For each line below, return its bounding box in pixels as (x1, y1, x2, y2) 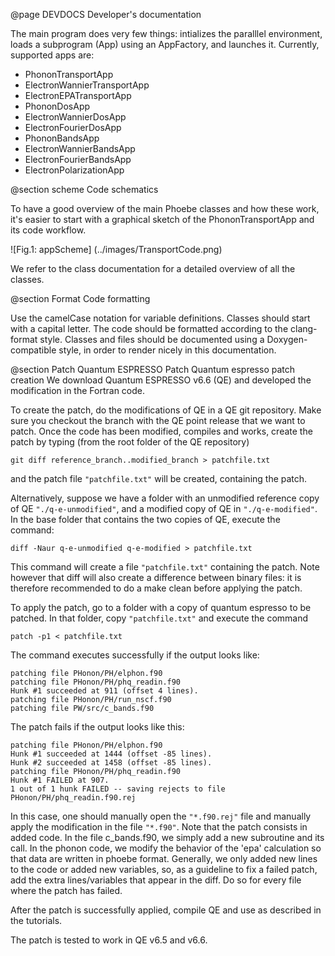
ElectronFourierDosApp (24, 122, 122, 133)
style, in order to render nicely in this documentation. (58, 344, 277, 356)
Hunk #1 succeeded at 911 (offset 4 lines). (10, 686, 199, 696)
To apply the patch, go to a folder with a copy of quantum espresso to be (10, 602, 312, 613)
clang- (289, 323, 318, 334)
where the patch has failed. (10, 885, 123, 896)
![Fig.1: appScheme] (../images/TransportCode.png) (10, 244, 223, 255)
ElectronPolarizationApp (24, 164, 125, 176)
